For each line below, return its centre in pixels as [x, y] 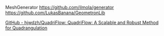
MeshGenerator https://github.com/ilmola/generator [60, 7]
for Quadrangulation [26, 28]
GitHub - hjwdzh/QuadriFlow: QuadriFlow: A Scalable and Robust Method [82, 23]
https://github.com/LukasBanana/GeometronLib [55, 13]
